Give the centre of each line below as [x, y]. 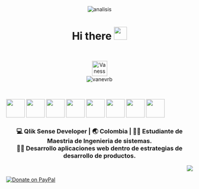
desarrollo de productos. [99, 155]
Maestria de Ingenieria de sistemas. [99, 140]
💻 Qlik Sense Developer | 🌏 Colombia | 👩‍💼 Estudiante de [99, 131]
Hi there [92, 36]
